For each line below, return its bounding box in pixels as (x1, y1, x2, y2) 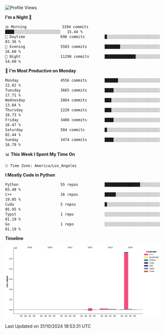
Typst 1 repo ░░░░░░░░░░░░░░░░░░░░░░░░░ (5, 212, 161, 217)
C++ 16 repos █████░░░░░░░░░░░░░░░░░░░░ (5, 192, 161, 197)
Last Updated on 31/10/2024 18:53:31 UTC (5, 323, 91, 329)
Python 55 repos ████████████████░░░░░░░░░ (5, 182, 161, 187)
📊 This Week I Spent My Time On (5, 151, 75, 157)
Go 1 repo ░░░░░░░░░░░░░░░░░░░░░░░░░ (5, 222, 161, 227)
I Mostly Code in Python (5, 172, 55, 178)
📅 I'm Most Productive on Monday (5, 68, 77, 74)
